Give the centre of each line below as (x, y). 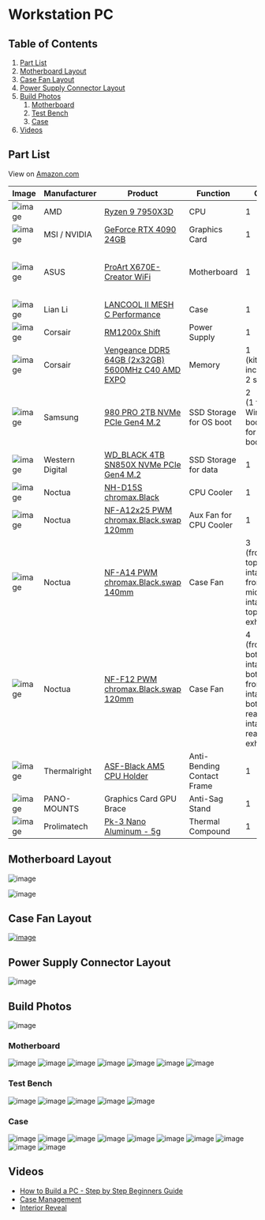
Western (59, 459)
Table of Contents (53, 44)
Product (143, 193)
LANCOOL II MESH (139, 304)
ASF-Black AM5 (134, 766)
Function (213, 193)
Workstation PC (61, 15)
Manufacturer (70, 193)
